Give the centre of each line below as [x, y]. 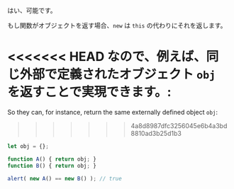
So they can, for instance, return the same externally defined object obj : [113, 112]
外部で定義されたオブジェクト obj [118, 75]
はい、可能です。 [32, 10]
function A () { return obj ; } [52, 159]
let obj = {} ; [28, 146]
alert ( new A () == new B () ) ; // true [65, 178]
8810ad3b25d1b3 [156, 133]
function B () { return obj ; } [52, 166]
